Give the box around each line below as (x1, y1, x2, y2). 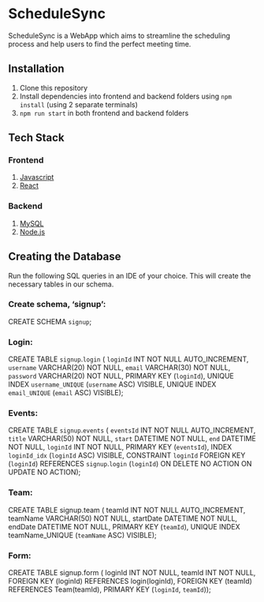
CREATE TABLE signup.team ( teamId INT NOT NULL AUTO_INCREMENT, (8, 505, 246, 514)
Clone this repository (19, 83, 88, 92)
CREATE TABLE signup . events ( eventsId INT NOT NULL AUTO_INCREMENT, (8, 425, 256, 435)
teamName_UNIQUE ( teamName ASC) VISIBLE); (8, 530, 157, 540)
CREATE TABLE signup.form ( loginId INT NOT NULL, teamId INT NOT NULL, (8, 568, 256, 578)
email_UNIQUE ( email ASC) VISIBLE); (8, 388, 124, 398)
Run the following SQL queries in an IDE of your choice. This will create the (8, 271, 251, 280)
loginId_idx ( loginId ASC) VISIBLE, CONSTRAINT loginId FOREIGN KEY (8, 451, 246, 460)
